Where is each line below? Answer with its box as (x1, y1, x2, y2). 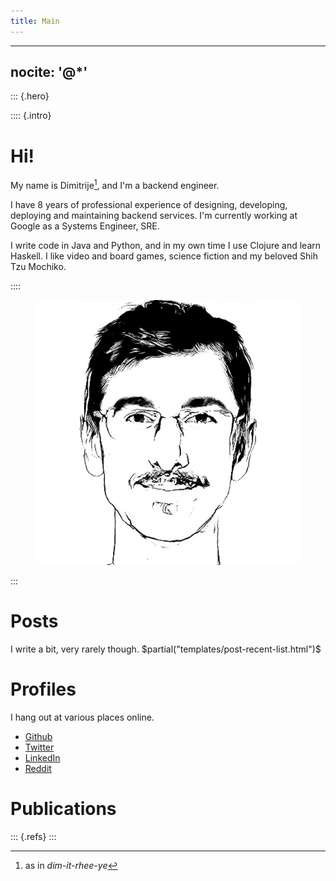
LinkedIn (24, 751, 61, 764)
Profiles (10, 678, 77, 701)
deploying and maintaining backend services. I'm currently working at (10, 210, 298, 222)
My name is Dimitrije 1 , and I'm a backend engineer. (10, 178, 220, 192)
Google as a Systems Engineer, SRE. (10, 220, 160, 232)
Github (24, 730, 53, 742)
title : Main (10, 16, 60, 26)
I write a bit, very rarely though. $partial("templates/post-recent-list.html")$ (10, 643, 322, 655)
